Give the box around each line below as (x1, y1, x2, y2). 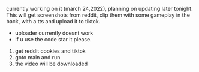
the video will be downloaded (14, 60, 88, 67)
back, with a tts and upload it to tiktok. (6, 18, 101, 25)
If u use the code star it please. (14, 36, 92, 43)
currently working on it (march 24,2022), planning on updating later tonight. (6, 5, 193, 12)
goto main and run (14, 54, 61, 61)
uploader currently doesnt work (14, 29, 94, 37)
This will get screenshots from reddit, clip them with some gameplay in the (6, 11, 191, 19)
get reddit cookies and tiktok (14, 47, 86, 55)
